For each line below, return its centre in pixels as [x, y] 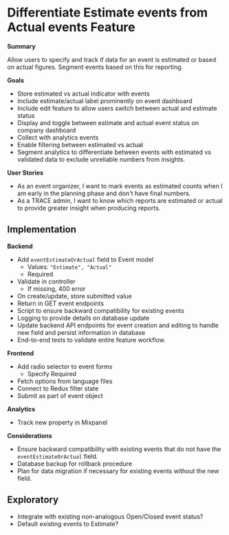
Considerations [30, 435]
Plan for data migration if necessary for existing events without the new [118, 471]
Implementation [42, 229]
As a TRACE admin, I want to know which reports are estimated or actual [120, 200]
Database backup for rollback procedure [75, 463]
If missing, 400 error [56, 288]
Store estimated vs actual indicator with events [83, 94]
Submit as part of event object [60, 395]
